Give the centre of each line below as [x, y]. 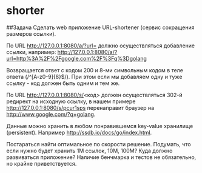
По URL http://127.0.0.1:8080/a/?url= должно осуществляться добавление [101, 46]
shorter [25, 11]
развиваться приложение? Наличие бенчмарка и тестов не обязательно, [101, 157]
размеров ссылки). [31, 33]
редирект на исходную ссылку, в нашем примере [71, 101]
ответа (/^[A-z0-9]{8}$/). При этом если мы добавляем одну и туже [94, 76]
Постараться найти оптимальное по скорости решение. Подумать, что [99, 144]
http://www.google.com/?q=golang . [51, 114]
